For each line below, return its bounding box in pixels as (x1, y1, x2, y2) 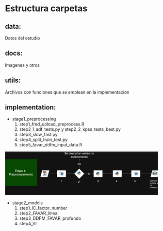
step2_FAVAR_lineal (19, 210, 59, 216)
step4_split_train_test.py (19, 137, 68, 142)
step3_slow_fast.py (19, 132, 58, 138)
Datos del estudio (5, 35, 40, 41)
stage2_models (12, 200, 43, 206)
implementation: (5, 103, 56, 112)
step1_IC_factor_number (19, 205, 67, 211)
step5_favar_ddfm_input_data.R (19, 142, 82, 148)
